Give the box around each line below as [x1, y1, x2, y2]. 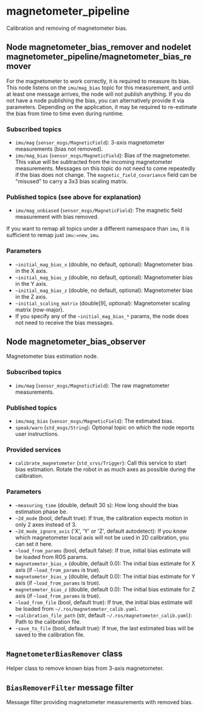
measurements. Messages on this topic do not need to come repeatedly [15, 165, 196, 172]
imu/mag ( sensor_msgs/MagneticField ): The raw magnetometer [15, 382, 170, 389]
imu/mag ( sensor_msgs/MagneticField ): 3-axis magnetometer [15, 139, 165, 146]
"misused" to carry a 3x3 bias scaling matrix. [15, 178, 128, 185]
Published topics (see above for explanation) [6, 193, 142, 201]
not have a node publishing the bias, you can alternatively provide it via [6, 96, 184, 104]
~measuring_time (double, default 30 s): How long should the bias [15, 501, 179, 508]
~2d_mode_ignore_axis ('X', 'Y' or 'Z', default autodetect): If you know [15, 527, 187, 535]
